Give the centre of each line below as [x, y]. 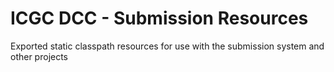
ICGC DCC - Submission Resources [159, 18]
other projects [39, 56]
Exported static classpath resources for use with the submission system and [167, 46]
